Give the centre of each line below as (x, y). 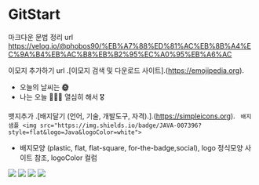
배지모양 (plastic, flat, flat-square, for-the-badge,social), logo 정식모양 (131, 147)
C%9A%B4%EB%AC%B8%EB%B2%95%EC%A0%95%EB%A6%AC (120, 54)
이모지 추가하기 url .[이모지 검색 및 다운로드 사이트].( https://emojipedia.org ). (126, 70)
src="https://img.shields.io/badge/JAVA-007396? (121, 125)
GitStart (35, 15)
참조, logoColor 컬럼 (66, 158)
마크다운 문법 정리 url (41, 37)
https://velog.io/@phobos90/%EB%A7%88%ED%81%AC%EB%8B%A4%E (129, 45)
